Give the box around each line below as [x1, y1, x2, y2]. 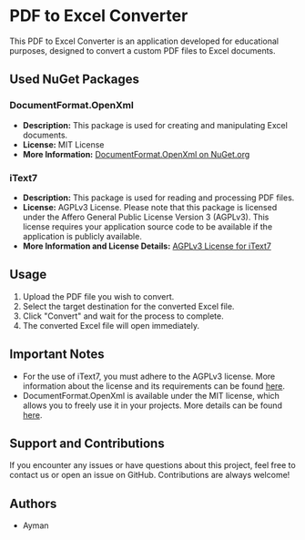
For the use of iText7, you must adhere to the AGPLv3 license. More [22, 371, 276, 382]
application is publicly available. [22, 230, 143, 241]
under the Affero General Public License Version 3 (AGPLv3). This [22, 211, 269, 222]
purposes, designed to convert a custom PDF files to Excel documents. [9, 45, 276, 56]
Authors [9, 495, 57, 511]
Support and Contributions [9, 435, 166, 451]
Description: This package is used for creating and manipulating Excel [22, 119, 289, 130]
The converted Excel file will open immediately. [22, 320, 200, 331]
